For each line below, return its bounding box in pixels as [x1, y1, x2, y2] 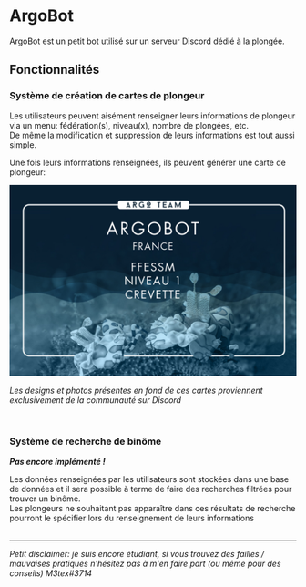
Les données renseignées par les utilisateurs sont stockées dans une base [9, 473, 290, 484]
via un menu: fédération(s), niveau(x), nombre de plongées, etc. [9, 119, 249, 130]
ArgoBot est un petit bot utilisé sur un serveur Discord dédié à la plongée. [9, 36, 285, 46]
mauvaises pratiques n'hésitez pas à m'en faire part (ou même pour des [9, 558, 281, 569]
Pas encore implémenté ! [9, 456, 107, 467]
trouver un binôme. [9, 493, 81, 504]
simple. [9, 139, 37, 150]
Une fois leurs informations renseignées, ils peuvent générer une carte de [9, 157, 287, 168]
